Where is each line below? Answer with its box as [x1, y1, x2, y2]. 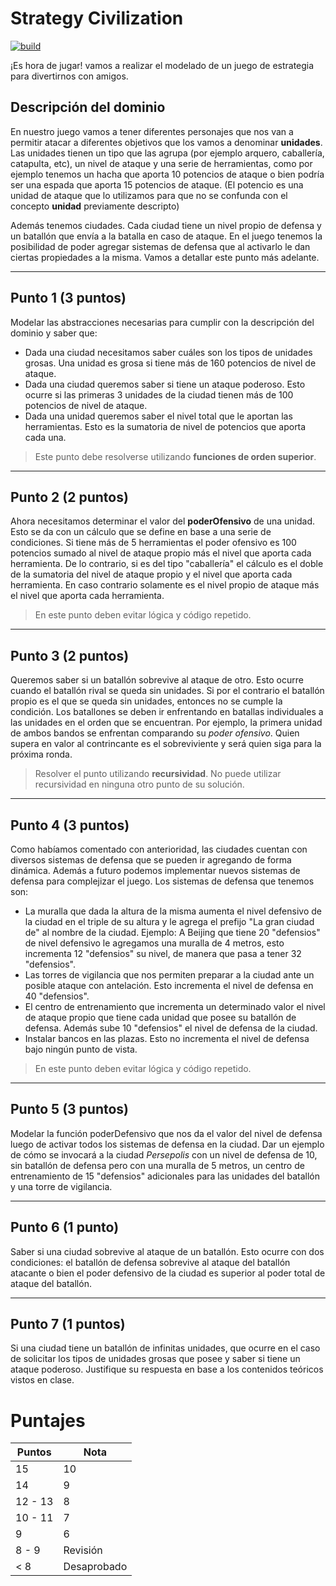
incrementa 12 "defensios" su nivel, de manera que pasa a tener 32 [24, 948, 302, 959]
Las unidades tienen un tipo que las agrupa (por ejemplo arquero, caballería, [10, 147, 325, 159]
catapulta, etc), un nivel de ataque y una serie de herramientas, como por [10, 157, 313, 169]
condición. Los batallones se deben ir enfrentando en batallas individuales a [10, 706, 324, 718]
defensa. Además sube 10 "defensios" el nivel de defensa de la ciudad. [24, 1022, 318, 1034]
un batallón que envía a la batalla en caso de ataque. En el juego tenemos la [10, 230, 323, 242]
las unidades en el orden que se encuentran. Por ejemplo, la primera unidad [10, 717, 323, 729]
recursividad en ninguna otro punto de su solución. [34, 778, 245, 791]
